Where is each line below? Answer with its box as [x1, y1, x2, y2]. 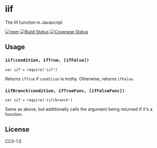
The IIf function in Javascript [5, 19, 63, 25]
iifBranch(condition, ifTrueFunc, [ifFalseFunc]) [5, 88, 125, 93]
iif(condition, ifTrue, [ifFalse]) [5, 57, 89, 63]
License [5, 125, 30, 134]
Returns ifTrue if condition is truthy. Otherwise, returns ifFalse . [5, 76, 135, 82]
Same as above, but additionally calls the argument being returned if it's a [5, 106, 153, 112]
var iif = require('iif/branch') [5, 98, 73, 102]
